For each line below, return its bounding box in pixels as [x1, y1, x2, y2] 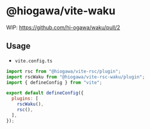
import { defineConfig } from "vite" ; [6, 79, 102, 86]
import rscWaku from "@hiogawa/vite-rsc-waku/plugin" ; [6, 74, 145, 80]
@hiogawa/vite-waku [6, 4, 116, 18]
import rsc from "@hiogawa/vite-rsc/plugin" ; [6, 68, 121, 74]
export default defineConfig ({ [6, 90, 84, 96]
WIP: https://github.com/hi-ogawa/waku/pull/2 [6, 24, 120, 31]
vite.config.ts [14, 58, 53, 64]
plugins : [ [11, 96, 39, 102]
